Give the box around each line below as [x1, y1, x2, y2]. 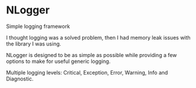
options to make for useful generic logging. [6, 58, 111, 65]
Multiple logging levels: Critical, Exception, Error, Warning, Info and [6, 69, 168, 76]
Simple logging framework [6, 23, 71, 30]
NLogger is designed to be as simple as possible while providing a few [6, 51, 177, 58]
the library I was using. [6, 40, 62, 47]
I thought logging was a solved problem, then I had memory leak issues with [6, 34, 191, 41]
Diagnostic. [6, 75, 34, 82]
